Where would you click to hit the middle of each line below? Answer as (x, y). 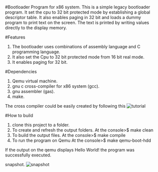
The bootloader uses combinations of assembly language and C (76, 47)
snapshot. (15, 164)
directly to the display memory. (36, 28)
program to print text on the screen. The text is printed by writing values (77, 22)
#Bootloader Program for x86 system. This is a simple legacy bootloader (78, 7)
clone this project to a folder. (41, 125)
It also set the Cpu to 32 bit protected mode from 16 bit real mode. (78, 57)
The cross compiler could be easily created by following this (65, 106)
